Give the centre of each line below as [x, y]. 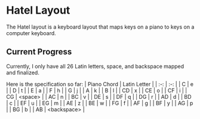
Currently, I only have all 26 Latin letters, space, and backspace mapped [95, 66]
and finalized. [23, 73]
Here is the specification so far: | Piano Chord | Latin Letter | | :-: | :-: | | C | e [100, 84]
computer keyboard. [31, 33]
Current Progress [39, 52]
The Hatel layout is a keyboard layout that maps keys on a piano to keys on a [100, 27]
